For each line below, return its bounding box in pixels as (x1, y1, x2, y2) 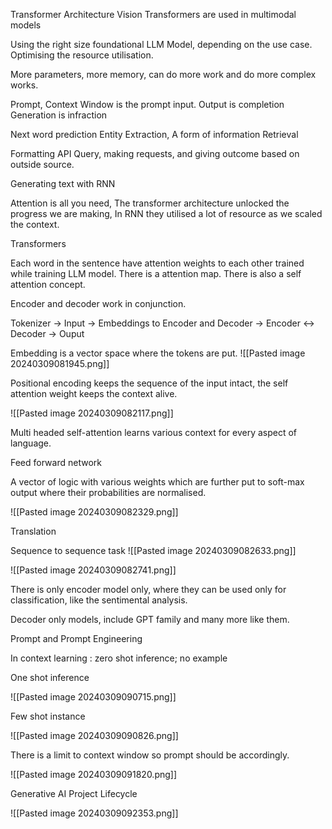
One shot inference (10, 672, 90, 683)
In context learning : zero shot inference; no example (10, 652, 228, 664)
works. (10, 79, 39, 91)
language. (10, 437, 52, 449)
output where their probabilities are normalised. (10, 487, 207, 498)
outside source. (10, 159, 75, 170)
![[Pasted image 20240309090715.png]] (10, 691, 177, 703)
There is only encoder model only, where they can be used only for (10, 584, 287, 595)
